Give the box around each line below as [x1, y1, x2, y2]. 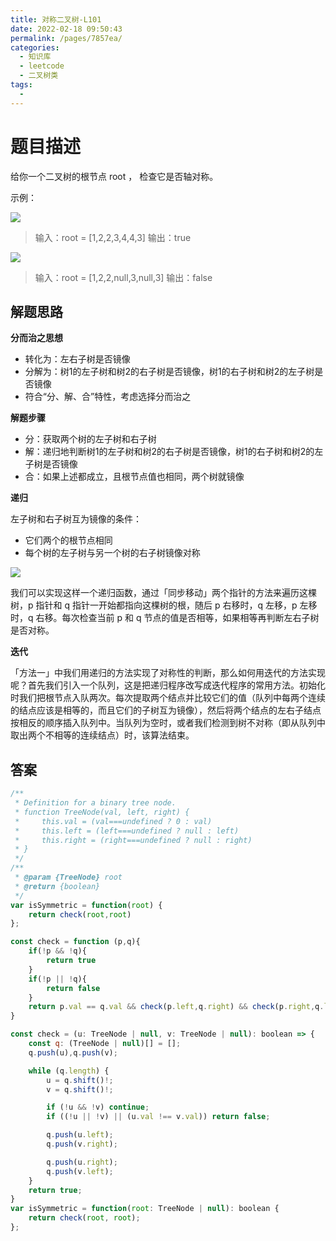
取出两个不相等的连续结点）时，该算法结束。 [10, 729, 195, 741]
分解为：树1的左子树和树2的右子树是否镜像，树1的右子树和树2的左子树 [24, 366, 315, 378]
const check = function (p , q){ [10, 937, 141, 947]
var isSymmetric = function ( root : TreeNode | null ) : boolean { [10, 1204, 280, 1214]
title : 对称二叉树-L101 [10, 14, 102, 25]
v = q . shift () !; [46, 1084, 114, 1095]
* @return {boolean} [14, 881, 101, 891]
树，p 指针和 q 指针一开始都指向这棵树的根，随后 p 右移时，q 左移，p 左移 [10, 599, 318, 611]
